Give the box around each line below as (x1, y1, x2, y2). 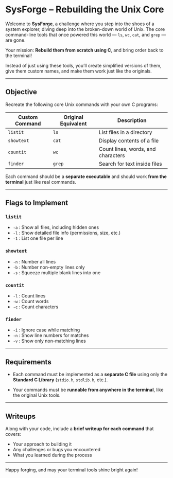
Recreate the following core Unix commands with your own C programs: (5, 101, 159, 108)
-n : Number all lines (12, 258, 56, 264)
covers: (5, 431, 22, 437)
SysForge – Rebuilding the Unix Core (5, 4, 164, 15)
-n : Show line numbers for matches (12, 332, 89, 339)
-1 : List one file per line (12, 235, 63, 241)
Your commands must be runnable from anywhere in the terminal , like (12, 387, 164, 393)
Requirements (5, 358, 51, 366)
